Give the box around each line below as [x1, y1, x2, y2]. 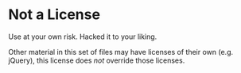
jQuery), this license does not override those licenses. [8, 56, 185, 65]
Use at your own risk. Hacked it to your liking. [8, 32, 157, 41]
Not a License [8, 6, 101, 24]
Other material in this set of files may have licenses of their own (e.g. [8, 47, 234, 56]
